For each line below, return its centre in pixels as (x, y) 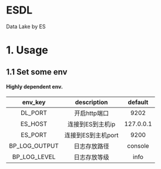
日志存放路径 (92, 146)
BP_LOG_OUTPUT (34, 146)
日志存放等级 (92, 157)
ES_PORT (34, 134)
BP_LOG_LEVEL (34, 157)
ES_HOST (34, 124)
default (138, 102)
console (138, 146)
